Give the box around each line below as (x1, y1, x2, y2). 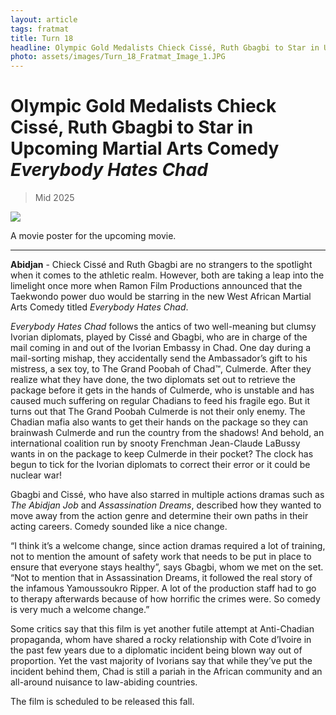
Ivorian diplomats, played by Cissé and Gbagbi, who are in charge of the (10, 331, 308, 343)
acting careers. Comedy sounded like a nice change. (10, 521, 228, 533)
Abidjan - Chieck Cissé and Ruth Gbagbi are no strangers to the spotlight (10, 259, 313, 271)
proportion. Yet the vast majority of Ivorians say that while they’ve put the (10, 655, 313, 667)
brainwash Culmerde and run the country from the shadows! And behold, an (10, 427, 325, 439)
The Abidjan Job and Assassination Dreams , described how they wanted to (10, 499, 322, 511)
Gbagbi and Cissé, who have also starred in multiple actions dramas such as (10, 489, 325, 501)
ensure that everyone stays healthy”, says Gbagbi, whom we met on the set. (10, 561, 324, 573)
